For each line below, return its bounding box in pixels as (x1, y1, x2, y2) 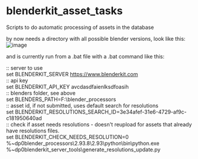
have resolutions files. (6, 127, 60, 134)
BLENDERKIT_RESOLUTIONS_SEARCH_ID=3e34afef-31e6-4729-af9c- (15, 108, 187, 115)
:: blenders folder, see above (6, 89, 76, 96)
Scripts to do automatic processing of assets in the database (6, 24, 154, 31)
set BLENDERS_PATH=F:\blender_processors (6, 96, 116, 103)
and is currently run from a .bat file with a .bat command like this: (6, 53, 165, 60)
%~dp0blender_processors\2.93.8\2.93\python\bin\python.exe (6, 139, 160, 147)
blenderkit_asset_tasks (6, 4, 123, 18)
